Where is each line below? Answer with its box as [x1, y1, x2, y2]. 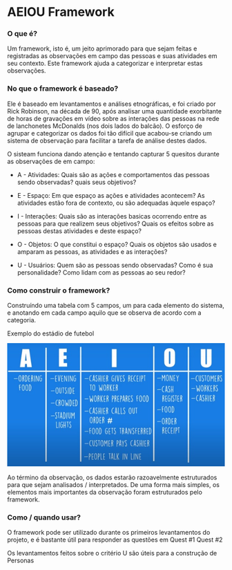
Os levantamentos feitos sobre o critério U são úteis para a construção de [7, 549, 217, 557]
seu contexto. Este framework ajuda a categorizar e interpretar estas [7, 59, 203, 68]
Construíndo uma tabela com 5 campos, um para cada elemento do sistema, [7, 302, 224, 310]
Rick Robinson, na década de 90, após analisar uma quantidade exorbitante [7, 107, 222, 115]
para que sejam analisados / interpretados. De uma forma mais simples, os [7, 480, 220, 488]
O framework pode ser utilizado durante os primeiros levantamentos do [7, 528, 211, 536]
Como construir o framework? [7, 285, 110, 295]
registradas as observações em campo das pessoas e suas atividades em [7, 52, 217, 60]
